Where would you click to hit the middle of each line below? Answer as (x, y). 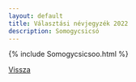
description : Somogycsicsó (54, 31)
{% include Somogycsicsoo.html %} (69, 54)
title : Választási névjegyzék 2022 (68, 24)
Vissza (19, 70)
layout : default (36, 16)
